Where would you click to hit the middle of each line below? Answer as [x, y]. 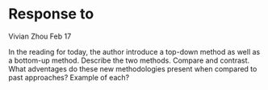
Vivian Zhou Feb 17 [40, 36]
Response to [51, 14]
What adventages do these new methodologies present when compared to [133, 68]
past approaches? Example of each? [69, 77]
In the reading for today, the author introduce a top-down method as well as [134, 51]
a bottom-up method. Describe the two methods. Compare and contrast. [129, 60]
